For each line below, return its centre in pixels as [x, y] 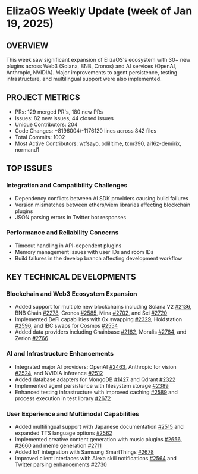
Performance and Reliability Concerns [62, 233]
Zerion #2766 [32, 338]
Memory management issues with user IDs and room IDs [84, 252]
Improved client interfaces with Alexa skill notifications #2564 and [96, 459]
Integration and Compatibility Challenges [67, 186]
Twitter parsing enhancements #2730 [61, 464]
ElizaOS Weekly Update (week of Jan [99, 11]
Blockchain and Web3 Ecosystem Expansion [72, 294]
